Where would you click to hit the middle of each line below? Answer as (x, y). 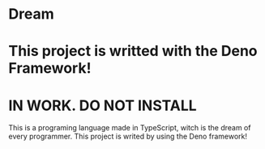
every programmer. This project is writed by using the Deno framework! (128, 136)
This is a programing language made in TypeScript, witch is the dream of (130, 128)
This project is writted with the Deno (133, 51)
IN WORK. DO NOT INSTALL (103, 105)
